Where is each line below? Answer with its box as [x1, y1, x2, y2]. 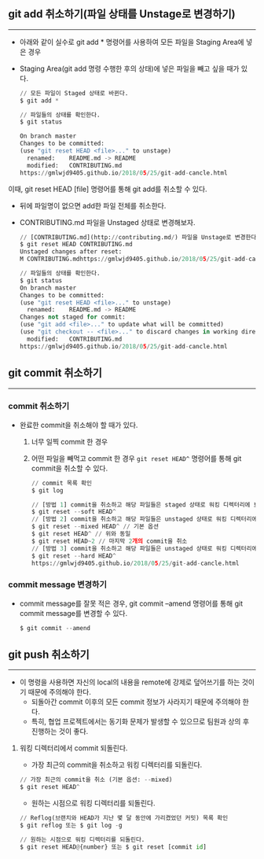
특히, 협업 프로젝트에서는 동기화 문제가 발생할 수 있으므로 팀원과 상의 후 [31, 717, 250, 726]
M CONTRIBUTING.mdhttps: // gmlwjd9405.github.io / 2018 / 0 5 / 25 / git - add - [19, 255, 249, 264]
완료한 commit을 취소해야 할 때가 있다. [19, 420, 138, 429]
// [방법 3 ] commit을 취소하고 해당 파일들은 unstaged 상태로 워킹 [31, 544, 227, 552]
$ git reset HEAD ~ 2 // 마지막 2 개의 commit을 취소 [31, 537, 188, 545]
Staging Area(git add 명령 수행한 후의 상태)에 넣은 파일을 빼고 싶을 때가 [19, 64, 240, 73]
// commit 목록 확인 [31, 479, 93, 487]
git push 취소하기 [8, 647, 90, 661]
